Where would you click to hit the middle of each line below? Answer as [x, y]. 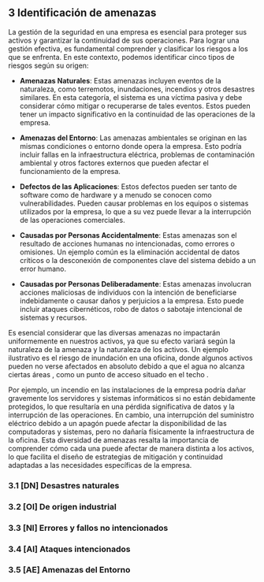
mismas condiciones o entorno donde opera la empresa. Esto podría [130, 146]
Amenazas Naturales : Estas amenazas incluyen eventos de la [121, 80]
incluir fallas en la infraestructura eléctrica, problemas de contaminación [137, 154]
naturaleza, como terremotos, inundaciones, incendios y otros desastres [137, 89]
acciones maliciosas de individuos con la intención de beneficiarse [128, 292]
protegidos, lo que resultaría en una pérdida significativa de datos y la [121, 406]
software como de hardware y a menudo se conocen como [115, 195]
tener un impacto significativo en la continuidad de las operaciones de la [138, 114]
